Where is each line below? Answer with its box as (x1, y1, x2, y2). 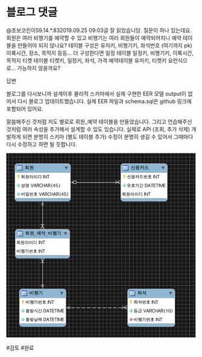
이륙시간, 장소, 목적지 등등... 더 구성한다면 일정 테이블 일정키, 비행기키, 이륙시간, (6, 49, 194, 56)
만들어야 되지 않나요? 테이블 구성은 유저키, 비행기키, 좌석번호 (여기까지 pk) (17, 42, 193, 49)
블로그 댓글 (6, 5, 58, 19)
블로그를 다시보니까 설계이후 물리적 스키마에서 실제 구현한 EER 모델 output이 (6, 90, 187, 97)
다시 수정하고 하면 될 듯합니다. (6, 140, 77, 148)
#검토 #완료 (6, 344, 34, 351)
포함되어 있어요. (6, 105, 44, 112)
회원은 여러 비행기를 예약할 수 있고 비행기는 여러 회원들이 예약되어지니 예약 (6, 34, 182, 41)
